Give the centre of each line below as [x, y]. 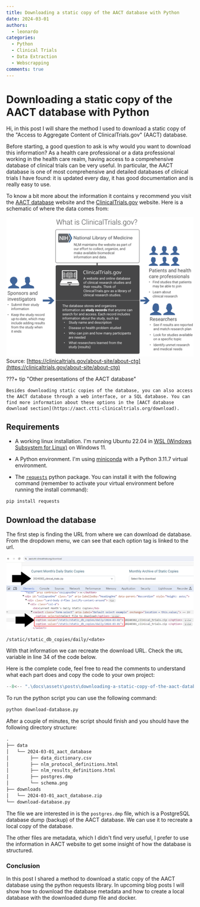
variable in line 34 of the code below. [51, 657]
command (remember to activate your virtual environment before [94, 484]
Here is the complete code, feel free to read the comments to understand [96, 668]
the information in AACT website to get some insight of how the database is [99, 844]
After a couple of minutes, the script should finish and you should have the [98, 721]
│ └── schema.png [37, 783]
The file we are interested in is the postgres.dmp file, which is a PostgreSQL [98, 813]
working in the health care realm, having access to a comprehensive [90, 159]
